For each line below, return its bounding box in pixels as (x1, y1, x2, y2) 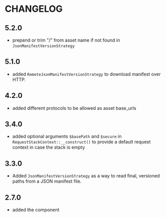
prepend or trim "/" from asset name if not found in (12, 37, 120, 43)
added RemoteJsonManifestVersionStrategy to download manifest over (12, 71, 161, 77)
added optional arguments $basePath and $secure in (12, 133, 122, 140)
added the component (12, 207, 60, 213)
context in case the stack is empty (12, 144, 85, 150)
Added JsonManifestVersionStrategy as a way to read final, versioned (12, 173, 160, 179)
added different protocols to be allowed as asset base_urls (12, 105, 137, 111)
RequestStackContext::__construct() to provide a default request (12, 139, 151, 145)
